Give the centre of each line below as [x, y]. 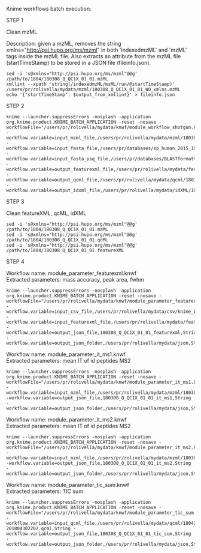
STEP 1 [15, 20]
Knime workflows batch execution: [49, 9]
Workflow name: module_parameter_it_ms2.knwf [66, 419]
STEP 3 [15, 201]
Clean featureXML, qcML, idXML [46, 213]
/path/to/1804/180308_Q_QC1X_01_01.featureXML [65, 250]
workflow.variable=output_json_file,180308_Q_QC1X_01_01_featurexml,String [103, 333]
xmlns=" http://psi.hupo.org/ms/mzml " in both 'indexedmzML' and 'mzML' [97, 50]
